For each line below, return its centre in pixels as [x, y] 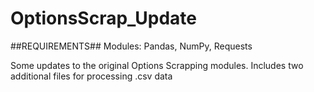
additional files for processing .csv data [91, 76]
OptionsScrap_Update [104, 18]
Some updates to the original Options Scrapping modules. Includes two [157, 65]
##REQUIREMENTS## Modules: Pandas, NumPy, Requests [131, 46]
